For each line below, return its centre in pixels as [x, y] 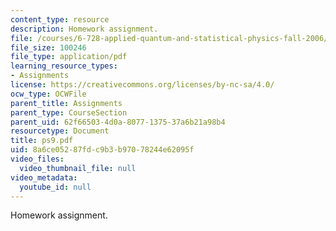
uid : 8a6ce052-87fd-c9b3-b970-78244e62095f [102, 150]
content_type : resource [60, 19]
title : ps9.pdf [42, 141]
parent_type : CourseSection [69, 112]
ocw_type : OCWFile [48, 94]
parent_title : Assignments [66, 103]
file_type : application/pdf [69, 57]
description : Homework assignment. [84, 29]
